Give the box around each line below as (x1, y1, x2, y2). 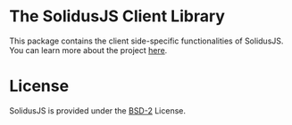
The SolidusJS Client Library (9, 6, 226, 27)
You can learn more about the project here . (9, 44, 168, 55)
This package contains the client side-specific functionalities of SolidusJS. (9, 35, 284, 46)
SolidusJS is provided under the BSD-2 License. (9, 105, 186, 116)
